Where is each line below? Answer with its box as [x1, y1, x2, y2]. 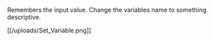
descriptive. [7, 13, 42, 21]
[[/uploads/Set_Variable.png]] [7, 27, 92, 34]
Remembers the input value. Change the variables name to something [7, 6, 207, 14]
